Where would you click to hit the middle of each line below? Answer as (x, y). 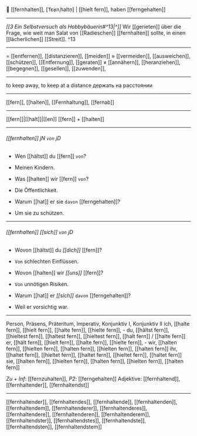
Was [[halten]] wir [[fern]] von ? (52, 179)
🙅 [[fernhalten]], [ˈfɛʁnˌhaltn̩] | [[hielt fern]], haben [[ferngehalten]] (86, 9)
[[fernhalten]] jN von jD (34, 138)
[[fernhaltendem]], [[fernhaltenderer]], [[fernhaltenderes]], (77, 408)
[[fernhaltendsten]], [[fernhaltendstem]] (54, 427)
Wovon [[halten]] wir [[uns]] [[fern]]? (59, 273)
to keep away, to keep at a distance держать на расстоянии (79, 85)
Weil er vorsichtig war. (41, 307)
